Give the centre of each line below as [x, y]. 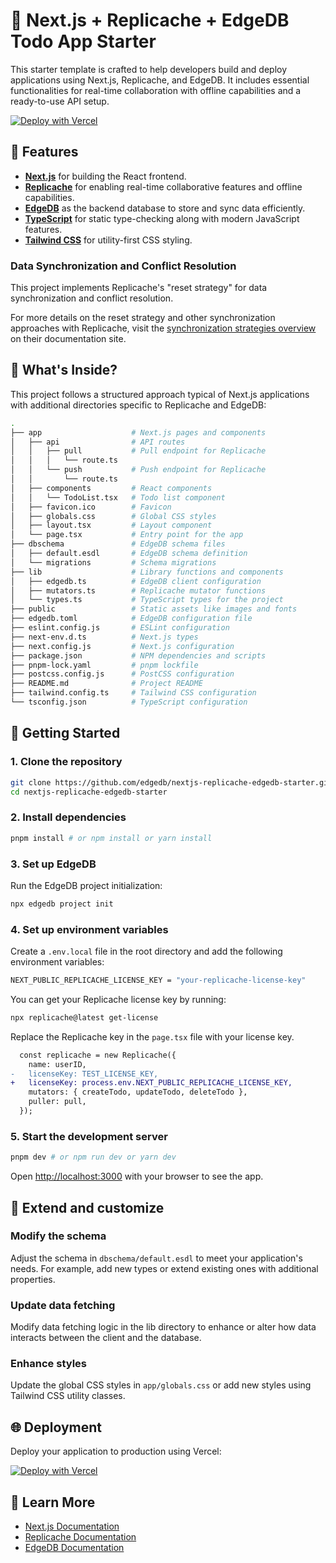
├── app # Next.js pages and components [138, 432]
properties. [33, 1279]
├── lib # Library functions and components [147, 572]
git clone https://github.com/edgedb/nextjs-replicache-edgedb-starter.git [171, 782]
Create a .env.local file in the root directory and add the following [146, 951]
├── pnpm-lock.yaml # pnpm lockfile [104, 665]
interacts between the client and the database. [106, 1338]
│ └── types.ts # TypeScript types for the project [147, 600]
